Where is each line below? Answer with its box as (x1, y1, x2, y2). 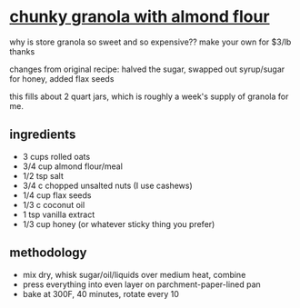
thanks (9, 45, 35, 56)
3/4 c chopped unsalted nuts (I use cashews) (22, 180, 193, 191)
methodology (9, 245, 87, 261)
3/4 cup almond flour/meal (22, 161, 123, 172)
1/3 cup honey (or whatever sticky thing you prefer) (22, 218, 215, 229)
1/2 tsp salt (22, 170, 64, 181)
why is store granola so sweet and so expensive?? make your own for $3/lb (9, 36, 292, 47)
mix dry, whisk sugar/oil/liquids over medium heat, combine (22, 269, 246, 280)
